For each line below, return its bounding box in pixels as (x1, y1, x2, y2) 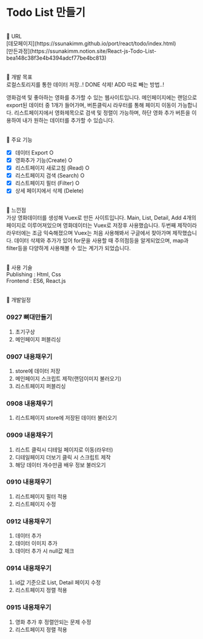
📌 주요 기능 (6, 136, 33, 143)
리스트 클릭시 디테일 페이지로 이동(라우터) (15, 445, 113, 453)
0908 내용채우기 (6, 399, 53, 408)
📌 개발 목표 (6, 73, 33, 80)
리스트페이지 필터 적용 (15, 492, 68, 500)
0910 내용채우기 (6, 478, 52, 486)
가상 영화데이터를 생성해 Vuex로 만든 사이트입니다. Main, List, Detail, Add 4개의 (6, 214, 197, 222)
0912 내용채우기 (6, 517, 52, 525)
